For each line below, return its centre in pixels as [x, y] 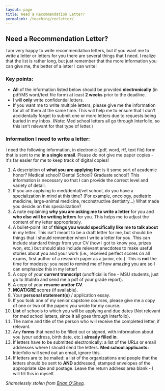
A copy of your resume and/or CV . [48, 285]
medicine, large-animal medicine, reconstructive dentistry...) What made [86, 201]
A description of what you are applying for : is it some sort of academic [85, 170]
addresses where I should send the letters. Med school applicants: [81, 347]
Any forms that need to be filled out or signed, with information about [83, 331]
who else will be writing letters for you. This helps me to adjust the [81, 216]
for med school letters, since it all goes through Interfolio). [71, 316]
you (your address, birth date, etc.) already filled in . [65, 337]
